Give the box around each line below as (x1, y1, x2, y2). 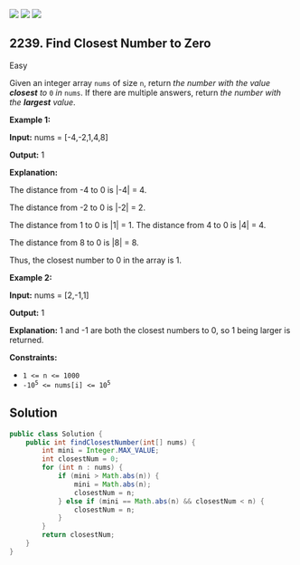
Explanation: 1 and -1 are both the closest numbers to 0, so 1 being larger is (9, 324, 291, 335)
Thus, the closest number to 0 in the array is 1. (9, 254, 183, 265)
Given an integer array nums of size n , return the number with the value (9, 77, 271, 88)
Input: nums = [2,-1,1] (9, 290, 89, 301)
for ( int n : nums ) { (42, 463, 124, 473)
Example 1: (9, 114, 52, 125)
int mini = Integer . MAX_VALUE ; (42, 446, 160, 455)
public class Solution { (9, 429, 103, 438)
